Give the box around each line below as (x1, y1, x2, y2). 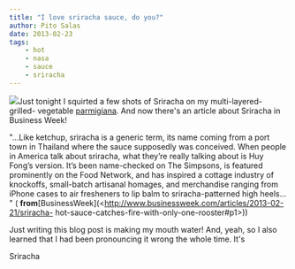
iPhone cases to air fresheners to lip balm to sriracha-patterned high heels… (9, 188, 287, 199)
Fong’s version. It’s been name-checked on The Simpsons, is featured (9, 160, 263, 171)
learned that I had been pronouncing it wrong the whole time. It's (9, 234, 246, 244)
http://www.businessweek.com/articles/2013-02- (104, 197, 284, 208)
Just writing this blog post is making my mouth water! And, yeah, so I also (9, 224, 277, 234)
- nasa (25, 54, 49, 63)
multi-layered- (210, 96, 263, 106)
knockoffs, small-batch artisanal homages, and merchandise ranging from (9, 179, 278, 189)
